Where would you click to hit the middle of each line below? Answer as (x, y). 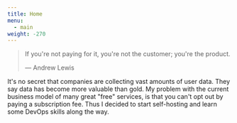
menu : (15, 21)
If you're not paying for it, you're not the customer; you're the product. (127, 54)
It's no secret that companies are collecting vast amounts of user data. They (119, 82)
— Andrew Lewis (49, 68)
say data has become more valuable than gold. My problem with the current (118, 89)
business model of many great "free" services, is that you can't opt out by (115, 97)
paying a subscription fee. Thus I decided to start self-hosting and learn (112, 105)
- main (23, 27)
